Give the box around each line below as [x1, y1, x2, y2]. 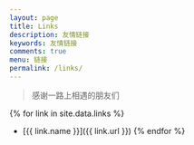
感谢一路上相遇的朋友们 [31, 90, 120, 101]
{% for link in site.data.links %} [9, 108, 125, 119]
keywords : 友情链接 [9, 38, 78, 48]
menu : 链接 [9, 55, 48, 64]
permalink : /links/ [9, 64, 83, 73]
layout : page [9, 13, 59, 23]
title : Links [9, 22, 59, 31]
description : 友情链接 [9, 30, 90, 39]
